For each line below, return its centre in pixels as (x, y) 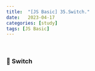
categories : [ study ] (32, 23)
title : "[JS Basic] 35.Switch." (48, 12)
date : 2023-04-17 (31, 17)
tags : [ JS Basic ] (28, 29)
